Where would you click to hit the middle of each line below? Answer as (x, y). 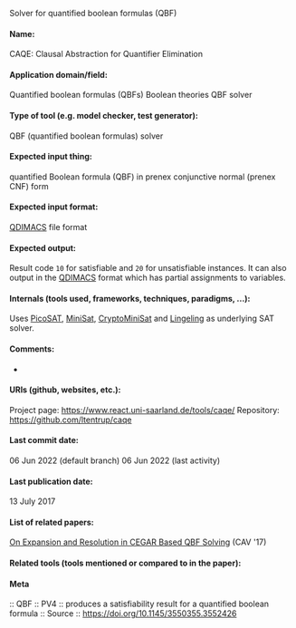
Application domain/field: (59, 74)
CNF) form (29, 186)
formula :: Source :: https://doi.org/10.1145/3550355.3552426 (123, 614)
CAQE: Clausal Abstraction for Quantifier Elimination (106, 54)
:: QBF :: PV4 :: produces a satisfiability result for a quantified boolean (139, 604)
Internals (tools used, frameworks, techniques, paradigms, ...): (130, 298)
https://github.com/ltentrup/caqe (71, 420)
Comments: (32, 349)
